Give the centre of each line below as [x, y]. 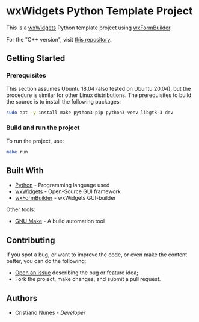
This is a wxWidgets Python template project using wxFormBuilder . [89, 28]
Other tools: [21, 209]
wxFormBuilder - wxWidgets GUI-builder [65, 198]
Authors [22, 298]
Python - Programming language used [62, 185]
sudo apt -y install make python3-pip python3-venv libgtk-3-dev [90, 113]
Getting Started [36, 58]
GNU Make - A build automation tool [60, 221]
